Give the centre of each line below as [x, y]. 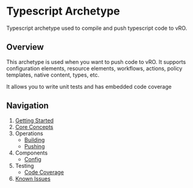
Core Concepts [34, 127]
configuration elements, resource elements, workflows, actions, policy [94, 68]
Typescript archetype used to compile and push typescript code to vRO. [97, 28]
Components [31, 153]
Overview [25, 47]
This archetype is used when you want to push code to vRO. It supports [96, 61]
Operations [29, 133]
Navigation [27, 106]
